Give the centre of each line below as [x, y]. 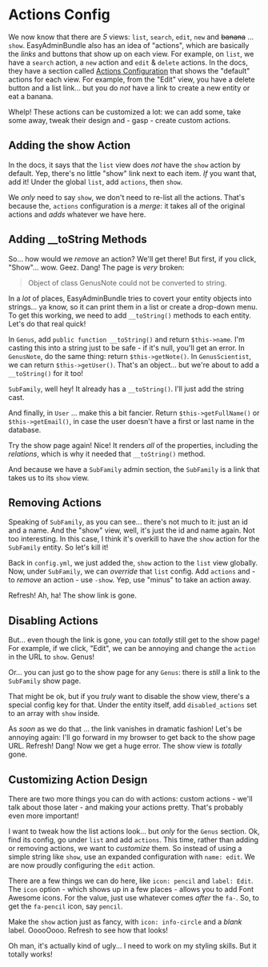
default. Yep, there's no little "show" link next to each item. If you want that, [133, 173]
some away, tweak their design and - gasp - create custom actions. [120, 120]
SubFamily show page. [45, 681]
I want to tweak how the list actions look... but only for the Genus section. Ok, [134, 831]
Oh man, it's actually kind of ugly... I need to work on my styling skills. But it [133, 946]
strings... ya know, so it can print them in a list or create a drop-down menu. [133, 306]
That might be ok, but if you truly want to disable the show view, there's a [129, 697]
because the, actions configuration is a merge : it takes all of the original [127, 206]
